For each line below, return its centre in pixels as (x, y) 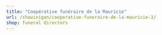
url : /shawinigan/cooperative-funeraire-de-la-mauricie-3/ (81, 17)
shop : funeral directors (37, 23)
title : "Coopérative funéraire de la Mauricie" (67, 12)
